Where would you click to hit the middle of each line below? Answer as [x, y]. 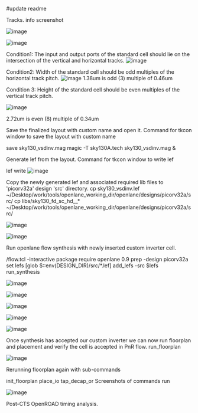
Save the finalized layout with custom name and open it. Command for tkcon [99, 130]
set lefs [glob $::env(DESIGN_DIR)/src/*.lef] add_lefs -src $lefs [82, 265]
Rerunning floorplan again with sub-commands [64, 369]
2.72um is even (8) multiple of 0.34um [53, 119]
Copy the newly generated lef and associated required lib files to [85, 182]
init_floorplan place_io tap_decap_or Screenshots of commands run [88, 381]
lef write [16, 171]
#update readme [26, 9]
